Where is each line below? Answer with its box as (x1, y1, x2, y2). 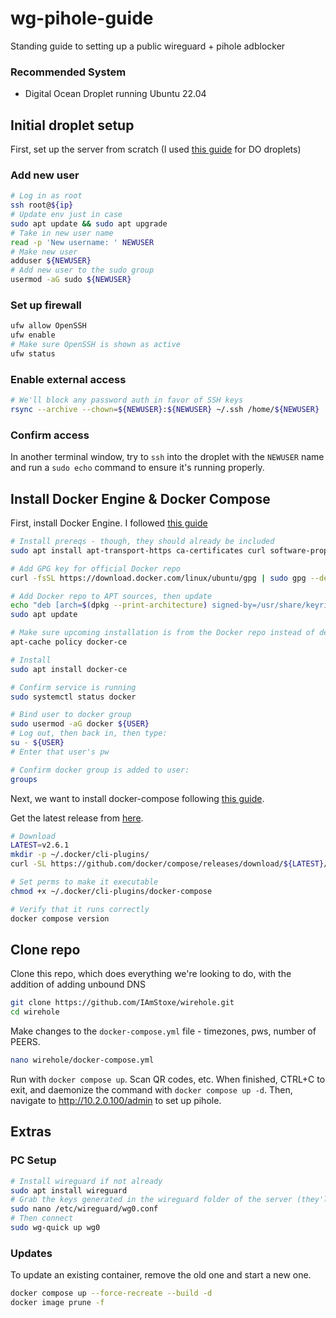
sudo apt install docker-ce (10, 664, 128, 674)
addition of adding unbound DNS (10, 978, 146, 991)
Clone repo (10, 941, 81, 958)
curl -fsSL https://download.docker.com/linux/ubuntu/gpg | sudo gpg (10, 573, 307, 583)
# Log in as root (10, 191, 83, 201)
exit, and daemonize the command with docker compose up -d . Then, (10, 1083, 293, 1096)
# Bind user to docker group (10, 710, 132, 720)
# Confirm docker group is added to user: (10, 765, 190, 775)
